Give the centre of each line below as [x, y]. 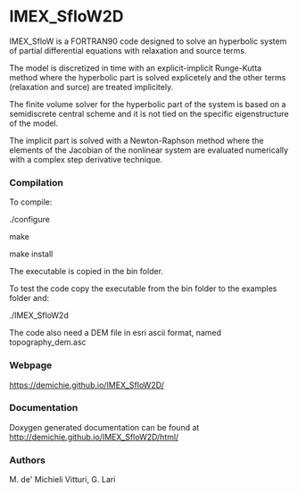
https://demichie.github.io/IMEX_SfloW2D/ [87, 385]
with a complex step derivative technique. [86, 159]
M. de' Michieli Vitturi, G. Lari [62, 480]
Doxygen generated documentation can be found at [104, 427]
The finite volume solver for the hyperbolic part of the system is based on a [148, 104]
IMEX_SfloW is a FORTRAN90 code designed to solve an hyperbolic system [148, 41]
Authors [28, 460]
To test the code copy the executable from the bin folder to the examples [143, 288]
